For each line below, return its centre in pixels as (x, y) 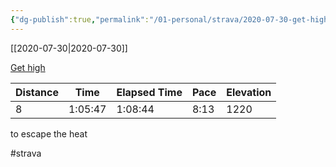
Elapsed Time (149, 92)
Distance (37, 92)
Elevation (249, 92)
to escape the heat (49, 133)
